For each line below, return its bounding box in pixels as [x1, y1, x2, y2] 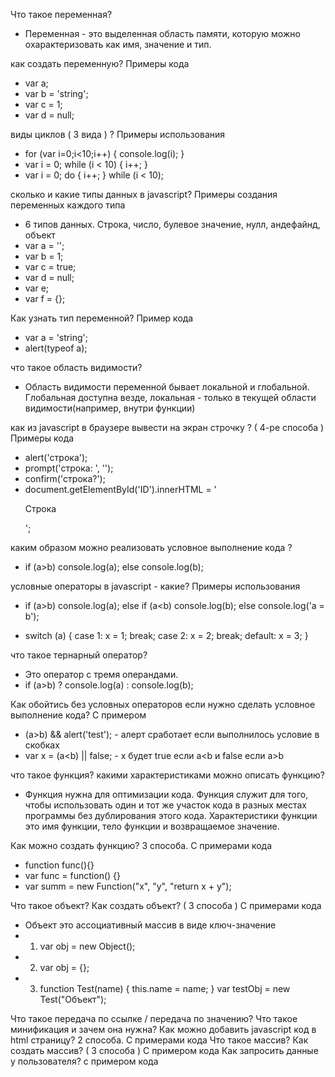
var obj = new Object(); [39, 940, 136, 952]
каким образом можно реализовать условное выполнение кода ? [10, 542, 293, 553]
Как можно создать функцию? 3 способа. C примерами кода [10, 840, 273, 851]
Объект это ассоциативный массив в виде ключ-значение [24, 919, 277, 931]
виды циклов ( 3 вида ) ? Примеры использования [10, 129, 226, 140]
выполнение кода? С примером [10, 709, 147, 721]
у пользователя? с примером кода [10, 1055, 159, 1067]
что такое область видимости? [10, 362, 143, 373]
